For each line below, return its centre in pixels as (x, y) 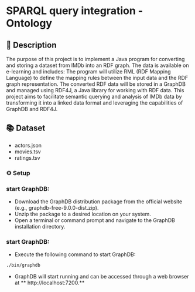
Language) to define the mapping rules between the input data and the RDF (97, 78)
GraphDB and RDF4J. (32, 109)
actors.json (28, 145)
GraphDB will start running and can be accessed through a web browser (102, 277)
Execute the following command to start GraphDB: (75, 254)
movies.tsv (28, 152)
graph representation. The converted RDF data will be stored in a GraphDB (96, 84)
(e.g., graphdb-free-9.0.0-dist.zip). (57, 208)
